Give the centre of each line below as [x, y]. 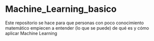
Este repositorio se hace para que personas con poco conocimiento [75, 23]
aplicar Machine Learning [31, 33]
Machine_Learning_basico [61, 9]
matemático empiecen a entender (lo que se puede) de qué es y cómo [77, 28]
